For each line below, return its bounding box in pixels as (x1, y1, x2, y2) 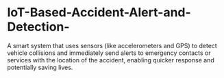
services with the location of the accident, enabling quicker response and (7, 56, 214, 64)
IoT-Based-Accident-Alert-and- (7, 5, 192, 20)
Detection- (7, 19, 70, 35)
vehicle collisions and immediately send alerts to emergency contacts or (7, 49, 211, 57)
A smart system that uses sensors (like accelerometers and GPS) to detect (7, 41, 217, 50)
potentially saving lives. (7, 63, 73, 71)
